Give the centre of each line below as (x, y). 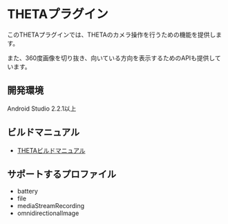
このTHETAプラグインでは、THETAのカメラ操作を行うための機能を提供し (112, 35)
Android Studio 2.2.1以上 (42, 109)
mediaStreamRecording (51, 206)
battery (27, 192)
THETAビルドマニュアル (51, 150)
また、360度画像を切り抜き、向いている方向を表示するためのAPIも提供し (111, 58)
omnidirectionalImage (48, 213)
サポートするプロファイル (61, 174)
